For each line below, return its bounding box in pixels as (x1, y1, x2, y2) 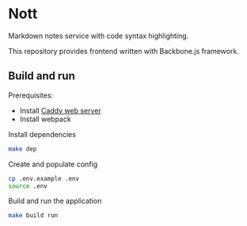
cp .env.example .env (8, 174, 80, 182)
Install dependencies (8, 129, 77, 139)
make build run (8, 212, 59, 220)
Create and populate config (8, 159, 98, 169)
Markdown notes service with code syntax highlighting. (8, 31, 189, 40)
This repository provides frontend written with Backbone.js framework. (8, 46, 239, 56)
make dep (8, 144, 37, 153)
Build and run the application (8, 196, 102, 206)
